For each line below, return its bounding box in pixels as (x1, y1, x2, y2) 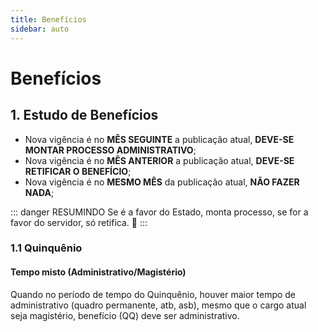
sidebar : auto (10, 24, 70, 34)
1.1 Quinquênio (10, 241, 83, 255)
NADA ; (24, 186, 55, 198)
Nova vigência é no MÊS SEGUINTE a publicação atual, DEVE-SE (24, 133, 295, 145)
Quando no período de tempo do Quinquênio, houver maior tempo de (10, 288, 297, 300)
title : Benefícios (10, 14, 87, 25)
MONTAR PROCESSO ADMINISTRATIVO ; (24, 144, 197, 156)
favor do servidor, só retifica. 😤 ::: (10, 216, 148, 228)
